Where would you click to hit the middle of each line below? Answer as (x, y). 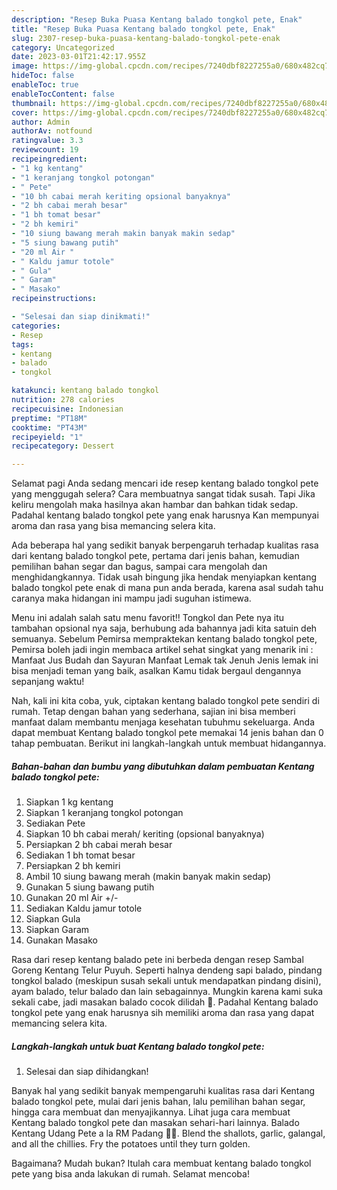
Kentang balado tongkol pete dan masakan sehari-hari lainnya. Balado (155, 1123)
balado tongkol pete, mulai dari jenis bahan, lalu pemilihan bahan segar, (158, 1102)
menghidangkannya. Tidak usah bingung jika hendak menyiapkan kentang (164, 577)
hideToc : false (43, 76)
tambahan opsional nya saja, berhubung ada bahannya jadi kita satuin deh (164, 628)
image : (25, 66)
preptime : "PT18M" (49, 418)
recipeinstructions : (54, 299)
